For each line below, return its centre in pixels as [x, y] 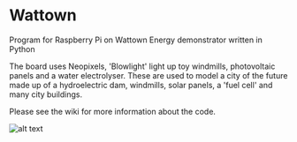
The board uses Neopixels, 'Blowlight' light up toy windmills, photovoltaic [142, 66]
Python [22, 49]
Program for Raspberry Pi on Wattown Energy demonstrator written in [136, 40]
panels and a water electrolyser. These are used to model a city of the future [148, 75]
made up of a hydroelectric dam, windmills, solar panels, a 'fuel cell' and [141, 85]
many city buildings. [46, 94]
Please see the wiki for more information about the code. [113, 111]
